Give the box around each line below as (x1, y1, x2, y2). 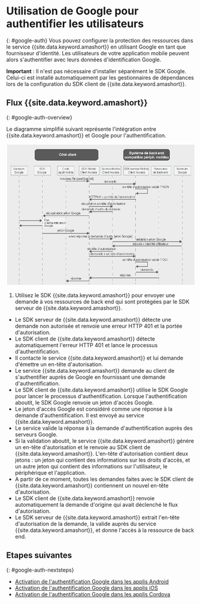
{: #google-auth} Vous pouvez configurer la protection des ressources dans (6, 37, 193, 44)
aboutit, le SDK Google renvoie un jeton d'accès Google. (14, 399, 154, 406)
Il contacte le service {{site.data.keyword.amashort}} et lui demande (14, 354, 184, 361)
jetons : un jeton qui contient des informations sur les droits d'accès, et (14, 456, 190, 464)
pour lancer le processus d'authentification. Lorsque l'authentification (14, 392, 187, 400)
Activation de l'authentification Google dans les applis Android (14, 578, 169, 585)
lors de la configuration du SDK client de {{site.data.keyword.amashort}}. (6, 80, 187, 88)
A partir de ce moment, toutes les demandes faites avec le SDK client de (14, 476, 194, 483)
